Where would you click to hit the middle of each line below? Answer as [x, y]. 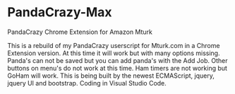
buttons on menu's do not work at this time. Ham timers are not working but [117, 68]
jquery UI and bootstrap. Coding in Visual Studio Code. [87, 83]
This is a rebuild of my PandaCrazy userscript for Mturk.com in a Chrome [114, 45]
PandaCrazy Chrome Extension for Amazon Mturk [80, 32]
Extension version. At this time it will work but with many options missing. [114, 53]
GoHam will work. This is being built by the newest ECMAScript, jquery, [111, 76]
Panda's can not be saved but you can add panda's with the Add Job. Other [117, 60]
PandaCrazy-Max [60, 12]
